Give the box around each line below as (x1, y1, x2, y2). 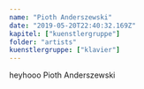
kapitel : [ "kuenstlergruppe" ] (9, 29, 121, 38)
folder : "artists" (9, 37, 77, 47)
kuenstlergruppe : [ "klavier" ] (9, 46, 121, 55)
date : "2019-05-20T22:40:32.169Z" (9, 21, 137, 30)
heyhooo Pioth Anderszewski (9, 70, 116, 80)
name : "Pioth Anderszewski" (9, 12, 113, 22)
